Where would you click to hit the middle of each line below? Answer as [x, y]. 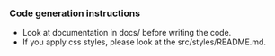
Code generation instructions [75, 13]
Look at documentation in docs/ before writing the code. [127, 33]
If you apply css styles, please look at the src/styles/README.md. [144, 42]
